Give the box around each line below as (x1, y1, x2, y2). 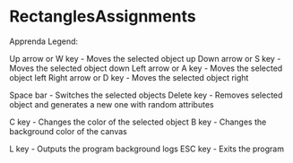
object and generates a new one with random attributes (9, 99, 214, 109)
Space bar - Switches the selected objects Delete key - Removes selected (9, 90, 283, 100)
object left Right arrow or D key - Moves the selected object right (9, 72, 249, 82)
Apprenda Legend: (9, 36, 79, 47)
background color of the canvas (9, 125, 127, 136)
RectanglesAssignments (9, 6, 196, 27)
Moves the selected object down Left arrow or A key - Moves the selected (9, 63, 283, 73)
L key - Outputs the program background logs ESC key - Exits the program (9, 143, 285, 154)
